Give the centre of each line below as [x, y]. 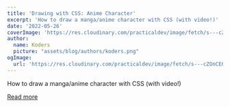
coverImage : [24, 32]
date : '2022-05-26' [35, 26]
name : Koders [32, 45]
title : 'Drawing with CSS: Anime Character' [72, 13]
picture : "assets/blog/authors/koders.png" [76, 52]
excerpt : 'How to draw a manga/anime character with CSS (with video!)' [113, 20]
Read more [23, 97]
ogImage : [20, 58]
